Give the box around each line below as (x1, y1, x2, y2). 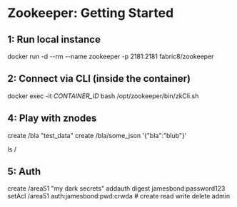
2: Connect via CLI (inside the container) (7, 73, 191, 85)
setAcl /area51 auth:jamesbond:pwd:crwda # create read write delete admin (7, 192, 231, 201)
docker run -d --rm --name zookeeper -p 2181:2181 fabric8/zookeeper (7, 52, 214, 60)
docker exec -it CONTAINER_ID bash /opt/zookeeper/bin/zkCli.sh (7, 91, 199, 100)
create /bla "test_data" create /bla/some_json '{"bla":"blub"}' (7, 131, 187, 139)
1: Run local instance (7, 33, 101, 46)
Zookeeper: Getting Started (7, 5, 174, 21)
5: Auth (7, 166, 41, 178)
